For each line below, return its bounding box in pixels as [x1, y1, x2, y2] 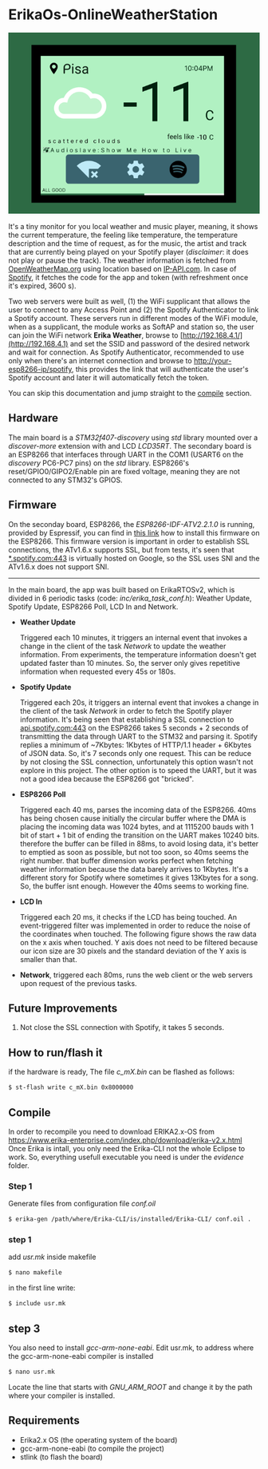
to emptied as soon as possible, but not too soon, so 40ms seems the [19, 847, 249, 857]
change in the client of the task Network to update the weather [19, 641, 227, 651]
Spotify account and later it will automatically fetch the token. [8, 373, 210, 382]
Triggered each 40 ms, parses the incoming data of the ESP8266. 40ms [19, 805, 257, 814]
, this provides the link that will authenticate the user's [71, 365, 249, 374]
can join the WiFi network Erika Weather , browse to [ [8, 331, 183, 340]
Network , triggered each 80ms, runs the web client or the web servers [19, 970, 254, 980]
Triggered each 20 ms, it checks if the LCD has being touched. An [19, 912, 238, 921]
